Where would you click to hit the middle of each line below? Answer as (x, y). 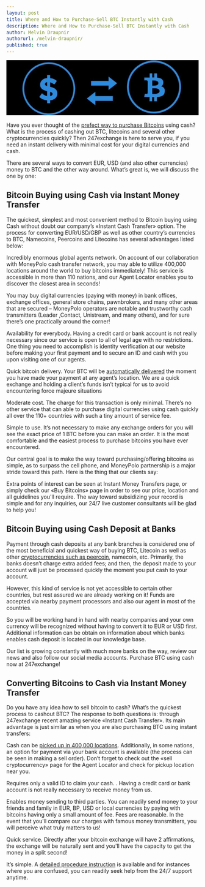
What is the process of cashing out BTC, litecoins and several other (91, 131)
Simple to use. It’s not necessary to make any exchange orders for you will (100, 427)
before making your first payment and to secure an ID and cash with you (97, 353)
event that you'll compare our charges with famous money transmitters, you (102, 821)
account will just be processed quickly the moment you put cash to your (97, 570)
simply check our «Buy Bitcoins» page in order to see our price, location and (103, 490)
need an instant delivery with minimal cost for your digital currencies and (98, 145)
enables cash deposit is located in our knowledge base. (76, 639)
